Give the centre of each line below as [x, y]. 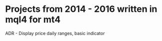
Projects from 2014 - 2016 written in [81, 9]
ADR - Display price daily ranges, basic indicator [55, 33]
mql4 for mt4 [33, 20]
